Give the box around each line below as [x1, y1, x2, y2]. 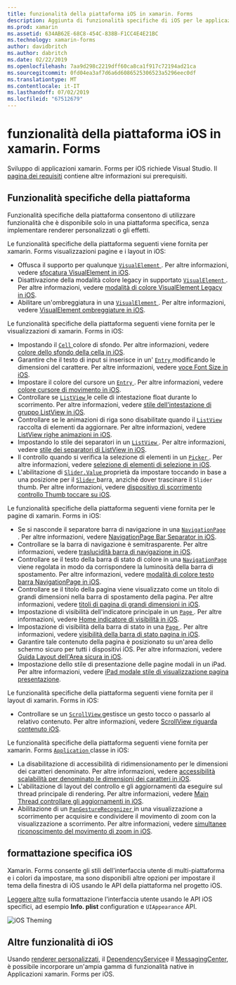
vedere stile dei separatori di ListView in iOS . [17, 445, 147, 453]
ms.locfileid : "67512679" [7, 96, 83, 103]
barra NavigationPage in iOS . [17, 577, 102, 586]
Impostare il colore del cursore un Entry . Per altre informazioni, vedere [17, 378, 223, 386]
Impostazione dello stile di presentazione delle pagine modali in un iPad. [17, 660, 227, 668]
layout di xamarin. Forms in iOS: [7, 696, 100, 704]
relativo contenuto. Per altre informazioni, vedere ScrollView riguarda [17, 717, 218, 726]
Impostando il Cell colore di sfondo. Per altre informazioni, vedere [17, 340, 209, 349]
